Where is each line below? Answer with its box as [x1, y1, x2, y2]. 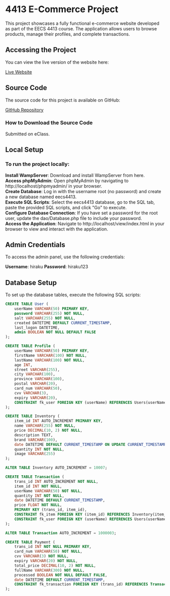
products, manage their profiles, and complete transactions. [5, 31, 130, 37]
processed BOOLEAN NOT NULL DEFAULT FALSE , [14, 572, 108, 577]
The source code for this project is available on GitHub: [5, 97, 120, 103]
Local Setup [5, 146, 44, 154]
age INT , [14, 362, 33, 368]
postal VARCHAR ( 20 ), [14, 381, 58, 386]
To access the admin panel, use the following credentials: [5, 254, 125, 260]
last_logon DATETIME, [14, 325, 60, 330]
